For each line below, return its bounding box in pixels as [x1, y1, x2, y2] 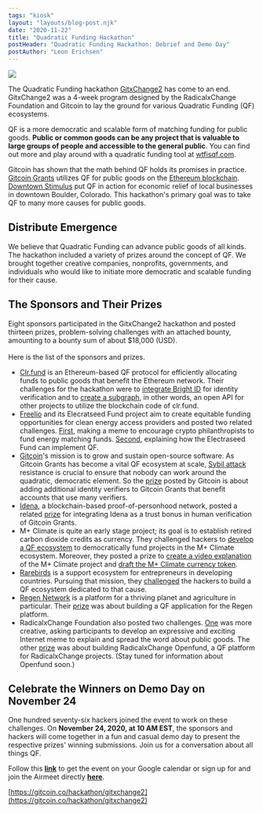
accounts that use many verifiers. [19, 493, 128, 502]
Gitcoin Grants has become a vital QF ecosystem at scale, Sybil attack [19, 459, 247, 468]
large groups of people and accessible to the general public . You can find [8, 141, 250, 150]
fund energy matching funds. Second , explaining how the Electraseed [19, 434, 246, 444]
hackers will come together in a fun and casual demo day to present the [8, 732, 241, 742]
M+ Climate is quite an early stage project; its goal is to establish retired [19, 526, 252, 535]
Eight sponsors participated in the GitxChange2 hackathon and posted [8, 319, 236, 328]
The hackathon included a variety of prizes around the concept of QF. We [8, 250, 247, 259]
